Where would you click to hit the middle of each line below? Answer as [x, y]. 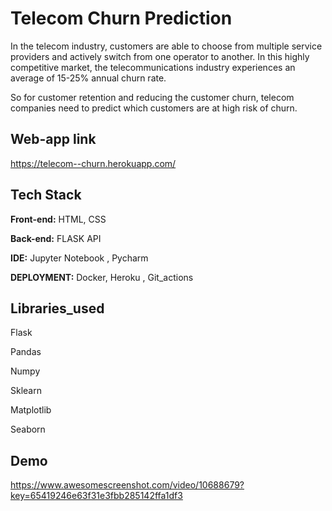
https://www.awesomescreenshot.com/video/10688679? [127, 485]
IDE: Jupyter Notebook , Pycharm [79, 258]
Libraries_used [57, 308]
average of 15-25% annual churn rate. [88, 78]
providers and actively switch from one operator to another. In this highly [160, 56]
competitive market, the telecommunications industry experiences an [153, 67]
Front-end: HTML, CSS [58, 219]
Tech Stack [46, 195]
